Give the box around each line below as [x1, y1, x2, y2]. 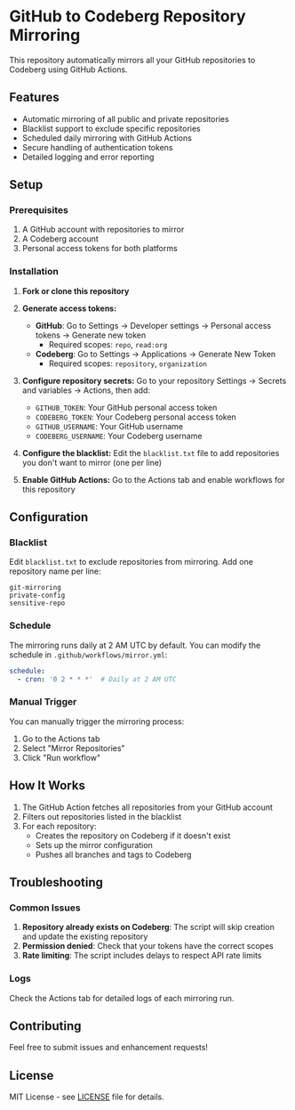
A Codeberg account [21, 233, 100, 244]
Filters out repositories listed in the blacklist [21, 811, 182, 821]
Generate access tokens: [21, 303, 117, 314]
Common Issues [9, 902, 82, 914]
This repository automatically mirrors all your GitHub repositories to [9, 54, 256, 65]
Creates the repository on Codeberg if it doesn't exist [35, 830, 231, 841]
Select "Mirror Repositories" [21, 742, 126, 754]
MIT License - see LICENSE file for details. [9, 1091, 164, 1102]
